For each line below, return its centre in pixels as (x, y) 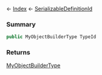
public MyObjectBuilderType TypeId (51, 37)
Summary (21, 24)
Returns (18, 53)
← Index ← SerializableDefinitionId (49, 9)
